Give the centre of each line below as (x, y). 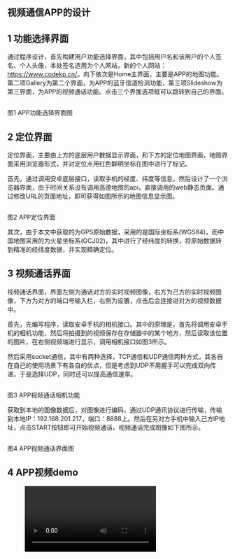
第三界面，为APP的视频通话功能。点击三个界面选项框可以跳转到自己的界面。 (117, 92)
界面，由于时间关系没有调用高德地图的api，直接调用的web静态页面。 (119, 187)
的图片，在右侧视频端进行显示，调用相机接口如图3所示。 (89, 341)
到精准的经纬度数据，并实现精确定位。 (62, 250)
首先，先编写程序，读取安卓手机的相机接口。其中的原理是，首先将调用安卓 (114, 324)
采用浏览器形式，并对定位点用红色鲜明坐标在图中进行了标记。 (102, 164)
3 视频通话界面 (39, 274)
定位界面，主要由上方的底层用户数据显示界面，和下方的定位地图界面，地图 (114, 155)
